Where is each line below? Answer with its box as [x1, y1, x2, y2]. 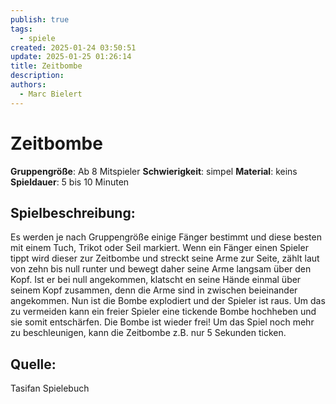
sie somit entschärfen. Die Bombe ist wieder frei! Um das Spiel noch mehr [10, 316, 315, 328]
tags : [10, 24, 33, 34]
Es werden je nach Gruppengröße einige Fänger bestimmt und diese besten [10, 231, 322, 243]
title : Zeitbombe [10, 61, 83, 71]
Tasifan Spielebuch [10, 382, 90, 395]
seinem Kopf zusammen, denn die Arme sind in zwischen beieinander [10, 284, 298, 296]
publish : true [10, 14, 70, 25]
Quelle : [10, 356, 57, 373]
